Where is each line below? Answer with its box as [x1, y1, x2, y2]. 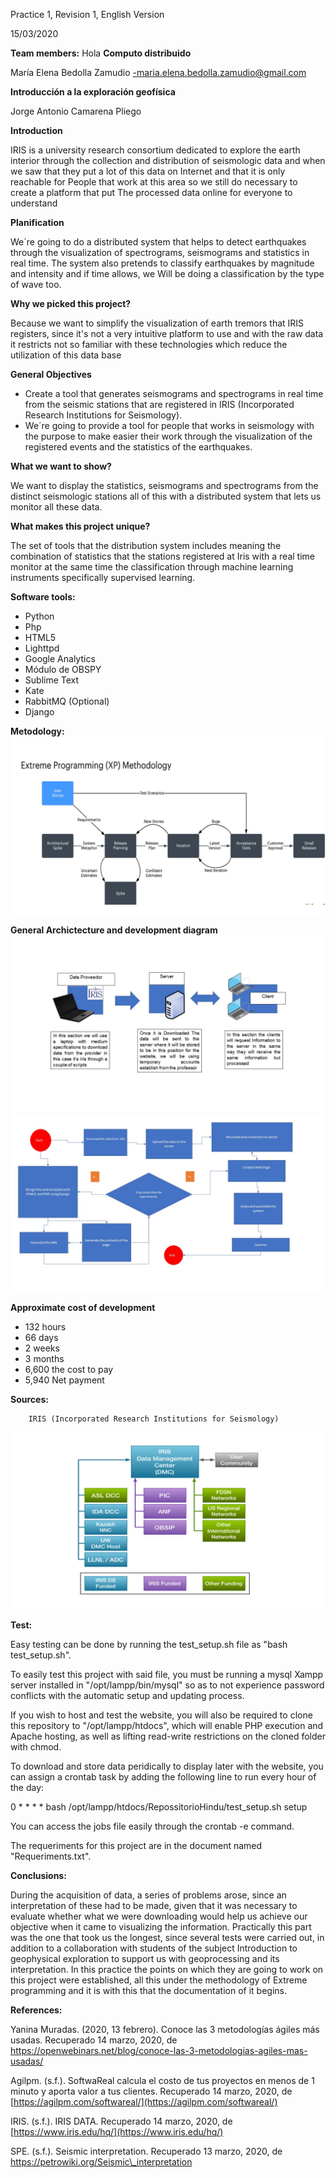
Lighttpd [24, 642, 60, 654]
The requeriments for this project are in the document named [10, 1840, 263, 1851]
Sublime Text [24, 674, 80, 686]
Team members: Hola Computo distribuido [10, 47, 192, 59]
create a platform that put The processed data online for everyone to [10, 187, 293, 198]
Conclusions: [10, 1870, 67, 1881]
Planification [10, 217, 65, 228]
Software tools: [10, 591, 76, 603]
